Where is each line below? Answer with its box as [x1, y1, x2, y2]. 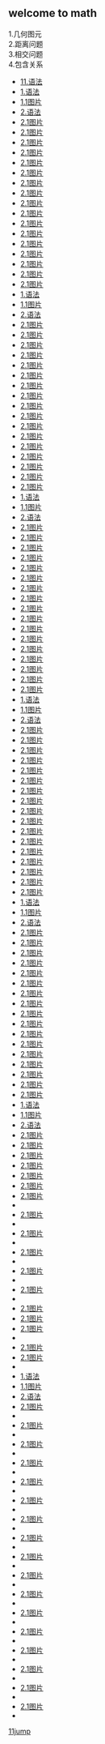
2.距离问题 [8, 39, 44, 49]
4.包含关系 [8, 59, 44, 69]
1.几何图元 [8, 28, 42, 39]
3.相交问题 [8, 49, 44, 59]
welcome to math [8, 6, 98, 20]
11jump [8, 1726, 31, 1736]
